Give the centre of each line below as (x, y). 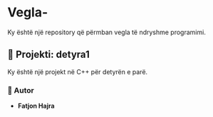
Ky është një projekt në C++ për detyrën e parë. (78, 71)
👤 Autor (21, 90)
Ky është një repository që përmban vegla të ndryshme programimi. (107, 32)
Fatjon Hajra (36, 106)
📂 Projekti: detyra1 (49, 55)
